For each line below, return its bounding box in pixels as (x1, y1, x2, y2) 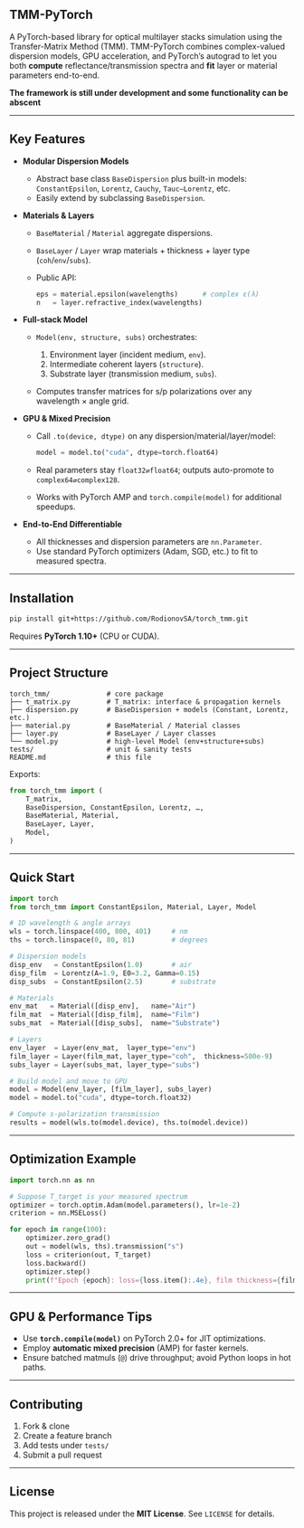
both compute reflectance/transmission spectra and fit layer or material (9, 60, 278, 71)
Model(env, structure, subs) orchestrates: (35, 332, 197, 343)
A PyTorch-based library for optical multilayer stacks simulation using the (9, 31, 283, 42)
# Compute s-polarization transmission (9, 1110, 160, 1119)
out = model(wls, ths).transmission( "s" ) (25, 1242, 184, 1251)
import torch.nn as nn (9, 1175, 95, 1184)
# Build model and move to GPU (9, 1077, 128, 1086)
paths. (22, 1362, 47, 1373)
